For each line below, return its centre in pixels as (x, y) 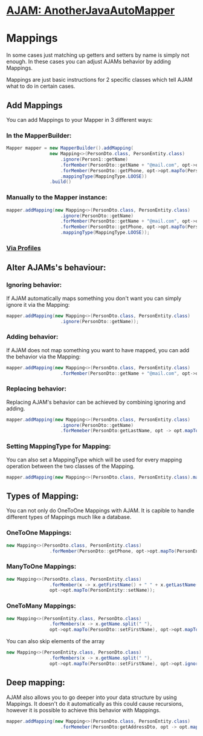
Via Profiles (24, 248)
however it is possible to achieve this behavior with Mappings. (84, 710)
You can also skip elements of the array (55, 641)
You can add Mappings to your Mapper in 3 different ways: (79, 119)
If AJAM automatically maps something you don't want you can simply (94, 298)
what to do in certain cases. (41, 86)
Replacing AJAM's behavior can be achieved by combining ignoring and (96, 402)
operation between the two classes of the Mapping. (70, 466)
